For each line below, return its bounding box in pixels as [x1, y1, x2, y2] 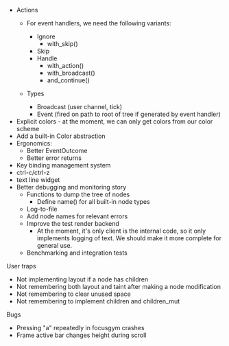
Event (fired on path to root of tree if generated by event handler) [36, 110, 221, 118]
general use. [36, 242, 73, 249]
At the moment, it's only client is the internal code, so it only [36, 227, 206, 235]
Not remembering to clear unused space [16, 290, 132, 298]
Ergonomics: [16, 139, 52, 147]
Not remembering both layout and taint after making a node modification [16, 283, 221, 290]
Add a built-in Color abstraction [16, 132, 106, 140]
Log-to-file [26, 205, 58, 213]
